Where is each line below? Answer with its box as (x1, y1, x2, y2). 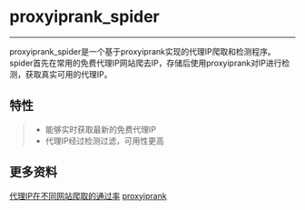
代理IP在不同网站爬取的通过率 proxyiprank (9, 190, 167, 201)
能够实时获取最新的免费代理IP (44, 124, 157, 135)
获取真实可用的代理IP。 (25, 68, 113, 79)
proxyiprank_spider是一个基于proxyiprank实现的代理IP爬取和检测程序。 (9, 45, 276, 56)
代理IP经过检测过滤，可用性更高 (44, 135, 165, 146)
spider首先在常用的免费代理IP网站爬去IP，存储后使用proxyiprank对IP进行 (9, 57, 282, 68)
